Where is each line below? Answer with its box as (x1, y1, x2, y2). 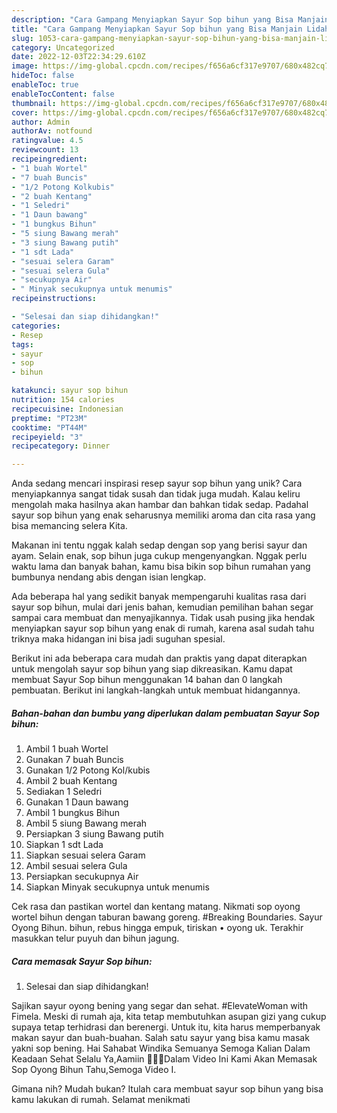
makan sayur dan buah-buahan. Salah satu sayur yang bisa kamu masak (11, 1032, 310, 1044)
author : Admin (11, 117, 71, 127)
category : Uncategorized (11, 42, 115, 53)
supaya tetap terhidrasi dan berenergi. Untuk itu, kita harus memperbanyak (11, 1021, 321, 1033)
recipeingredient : (11, 154, 88, 164)
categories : (11, 321, 61, 331)
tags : (11, 339, 34, 350)
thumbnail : (11, 98, 57, 108)
